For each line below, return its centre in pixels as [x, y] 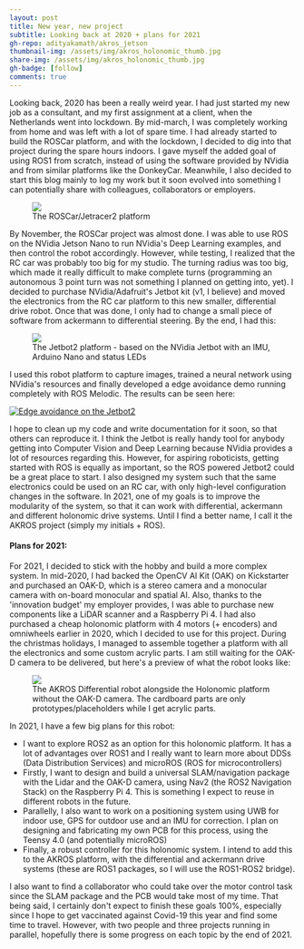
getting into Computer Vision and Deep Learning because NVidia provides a [151, 448]
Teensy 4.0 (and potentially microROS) [95, 839]
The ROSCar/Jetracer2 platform [91, 216]
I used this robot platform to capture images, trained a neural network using [151, 374]
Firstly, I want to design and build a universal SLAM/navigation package [156, 772]
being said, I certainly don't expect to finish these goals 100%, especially [146, 905]
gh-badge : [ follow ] [46, 69]
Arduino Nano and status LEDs [89, 357]
